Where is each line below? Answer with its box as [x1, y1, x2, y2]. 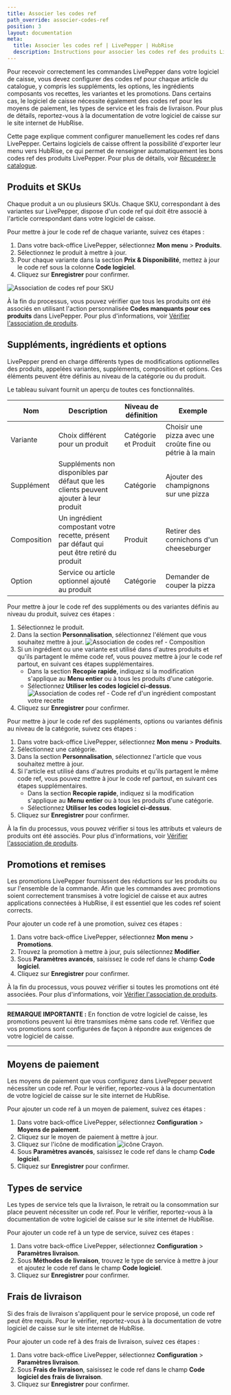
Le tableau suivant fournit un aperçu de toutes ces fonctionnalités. [7, 385, 195, 394]
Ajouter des [165, 471, 203, 481]
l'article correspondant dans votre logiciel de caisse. [7, 214, 156, 223]
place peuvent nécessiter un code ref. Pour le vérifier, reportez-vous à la [7, 1208, 213, 1216]
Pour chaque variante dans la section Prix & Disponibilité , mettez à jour [16, 256, 220, 264]
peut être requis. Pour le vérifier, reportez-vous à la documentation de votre [7, 1316, 222, 1325]
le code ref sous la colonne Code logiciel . [16, 263, 136, 271]
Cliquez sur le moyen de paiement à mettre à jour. [16, 1133, 158, 1141]
